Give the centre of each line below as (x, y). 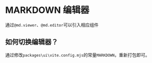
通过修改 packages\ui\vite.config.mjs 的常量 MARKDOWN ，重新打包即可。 (78, 55)
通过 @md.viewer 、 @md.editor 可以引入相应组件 (52, 25)
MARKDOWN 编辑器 (47, 10)
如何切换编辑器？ (32, 42)
